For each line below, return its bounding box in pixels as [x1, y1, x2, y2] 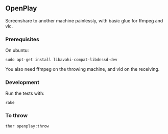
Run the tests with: [5, 90, 44, 96]
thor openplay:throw [5, 123, 50, 129]
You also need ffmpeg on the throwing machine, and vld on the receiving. [5, 66, 160, 72]
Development [5, 79, 40, 86]
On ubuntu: [5, 47, 29, 53]
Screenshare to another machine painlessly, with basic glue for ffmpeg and [5, 17, 163, 23]
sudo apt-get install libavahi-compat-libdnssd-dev [5, 57, 117, 63]
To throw [5, 112, 28, 119]
